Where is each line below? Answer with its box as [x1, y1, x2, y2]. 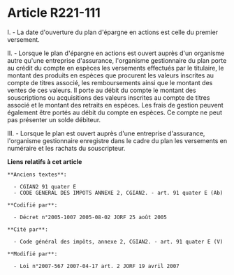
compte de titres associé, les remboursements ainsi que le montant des [7, 78, 213, 87]
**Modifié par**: [7, 250, 58, 258]
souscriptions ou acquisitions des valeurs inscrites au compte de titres [7, 93, 210, 102]
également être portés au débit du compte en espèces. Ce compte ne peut [7, 108, 222, 117]
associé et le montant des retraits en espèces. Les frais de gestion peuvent [7, 101, 224, 109]
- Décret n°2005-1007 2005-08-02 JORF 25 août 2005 [13, 214, 168, 221]
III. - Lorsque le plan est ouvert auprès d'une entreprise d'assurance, [7, 129, 205, 137]
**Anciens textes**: [7, 171, 68, 178]
